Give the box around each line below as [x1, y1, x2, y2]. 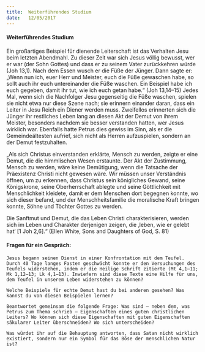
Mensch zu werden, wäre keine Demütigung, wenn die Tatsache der [6, 163, 179, 170]
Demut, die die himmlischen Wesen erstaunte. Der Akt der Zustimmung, [6, 157, 187, 164]
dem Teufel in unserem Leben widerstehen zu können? [6, 277, 144, 283]
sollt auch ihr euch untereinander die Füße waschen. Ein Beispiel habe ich [6, 80, 193, 87]
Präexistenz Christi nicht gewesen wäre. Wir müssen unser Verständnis [6, 170, 187, 177]
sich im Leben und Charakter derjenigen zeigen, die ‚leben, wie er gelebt [6, 221, 190, 228]
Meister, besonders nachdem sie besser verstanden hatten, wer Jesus [6, 119, 184, 126]
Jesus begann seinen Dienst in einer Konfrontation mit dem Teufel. [6, 255, 185, 261]
